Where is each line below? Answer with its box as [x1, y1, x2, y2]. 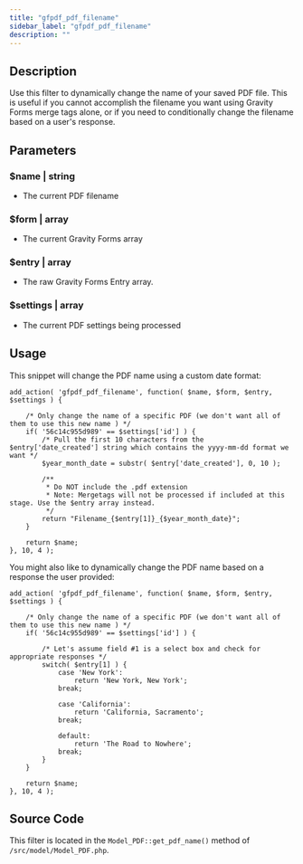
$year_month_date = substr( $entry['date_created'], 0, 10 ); [42, 459, 281, 468]
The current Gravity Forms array [22, 233, 143, 244]
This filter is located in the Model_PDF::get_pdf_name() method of [9, 835, 251, 846]
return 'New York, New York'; [73, 676, 188, 685]
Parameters [9, 142, 77, 158]
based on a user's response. [9, 117, 116, 128]
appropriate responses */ [9, 652, 107, 661]
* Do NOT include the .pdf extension [45, 482, 188, 491]
